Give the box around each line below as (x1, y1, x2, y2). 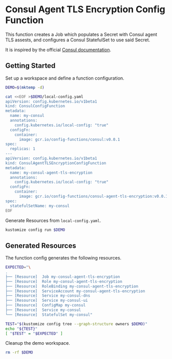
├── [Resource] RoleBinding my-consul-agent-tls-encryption (5, 283, 139, 289)
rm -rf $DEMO (5, 350, 33, 355)
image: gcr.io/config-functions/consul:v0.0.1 (18, 137, 120, 142)
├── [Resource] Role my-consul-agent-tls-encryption (5, 279, 123, 284)
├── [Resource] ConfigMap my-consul (5, 303, 86, 308)
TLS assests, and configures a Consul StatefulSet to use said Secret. (5, 37, 150, 43)
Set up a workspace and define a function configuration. (5, 75, 124, 81)
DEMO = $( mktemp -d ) (5, 85, 45, 90)
